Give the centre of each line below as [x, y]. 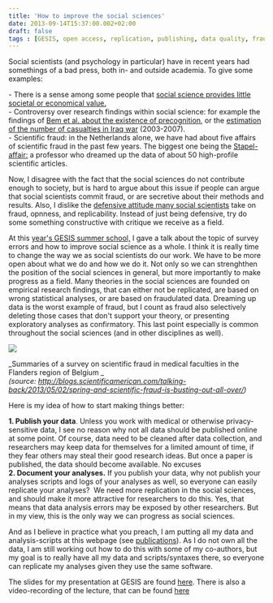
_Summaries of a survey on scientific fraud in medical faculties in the [124, 364]
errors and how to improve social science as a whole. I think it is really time [134, 247]
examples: [26, 79]
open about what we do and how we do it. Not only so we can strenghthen [133, 264]
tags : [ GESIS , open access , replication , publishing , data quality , [129, 39]
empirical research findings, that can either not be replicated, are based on [134, 290]
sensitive [24, 430]
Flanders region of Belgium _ [56, 373]
